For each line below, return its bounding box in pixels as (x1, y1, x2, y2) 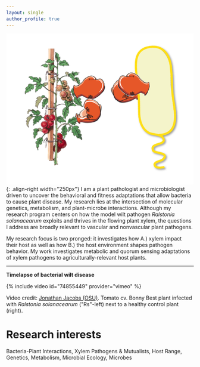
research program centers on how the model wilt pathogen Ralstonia (6, 211, 175, 218)
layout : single (6, 10, 44, 16)
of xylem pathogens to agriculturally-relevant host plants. (6, 254, 147, 261)
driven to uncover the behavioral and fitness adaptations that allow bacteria (6, 192, 192, 199)
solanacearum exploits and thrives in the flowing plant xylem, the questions (6, 217, 192, 224)
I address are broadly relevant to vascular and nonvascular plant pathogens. (6, 223, 193, 230)
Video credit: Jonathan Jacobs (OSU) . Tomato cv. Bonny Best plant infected (6, 294, 192, 301)
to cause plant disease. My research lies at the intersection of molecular (6, 198, 183, 205)
